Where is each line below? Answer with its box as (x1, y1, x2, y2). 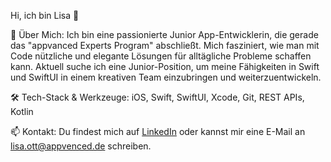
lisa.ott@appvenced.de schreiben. (10, 140, 152, 152)
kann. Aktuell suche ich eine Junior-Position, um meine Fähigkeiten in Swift (10, 61, 320, 72)
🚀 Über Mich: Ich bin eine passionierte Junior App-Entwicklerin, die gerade (10, 29, 319, 40)
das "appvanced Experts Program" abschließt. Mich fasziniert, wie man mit (10, 40, 320, 51)
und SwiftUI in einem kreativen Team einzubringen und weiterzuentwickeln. (10, 71, 322, 83)
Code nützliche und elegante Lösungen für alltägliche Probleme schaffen (10, 50, 312, 62)
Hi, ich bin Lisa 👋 (10, 10, 80, 21)
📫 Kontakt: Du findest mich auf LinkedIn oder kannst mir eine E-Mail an (10, 126, 306, 137)
